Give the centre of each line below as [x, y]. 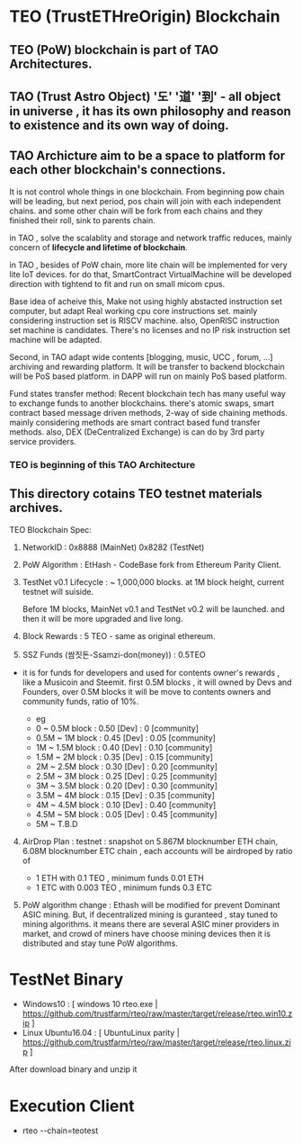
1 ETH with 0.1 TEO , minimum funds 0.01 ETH [120, 877]
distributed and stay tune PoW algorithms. [100, 943]
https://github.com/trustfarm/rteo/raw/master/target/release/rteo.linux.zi [157, 1042]
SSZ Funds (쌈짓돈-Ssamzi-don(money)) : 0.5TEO [114, 654]
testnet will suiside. [58, 591]
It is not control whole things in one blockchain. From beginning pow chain [147, 192]
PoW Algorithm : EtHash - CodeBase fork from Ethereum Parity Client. [151, 564]
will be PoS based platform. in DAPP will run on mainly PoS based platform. [148, 376]
